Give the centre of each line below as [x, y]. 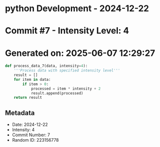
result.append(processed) [57, 93]
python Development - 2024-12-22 [77, 9]
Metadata [20, 113]
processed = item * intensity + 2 [66, 89]
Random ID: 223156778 [35, 140]
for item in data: [32, 79]
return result [28, 98]
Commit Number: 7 [31, 135]
